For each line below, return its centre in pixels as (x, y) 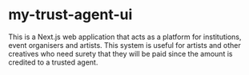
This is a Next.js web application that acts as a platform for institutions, (125, 37)
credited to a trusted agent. (53, 62)
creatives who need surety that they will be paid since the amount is (120, 53)
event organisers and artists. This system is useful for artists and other (125, 45)
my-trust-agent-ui (70, 15)
